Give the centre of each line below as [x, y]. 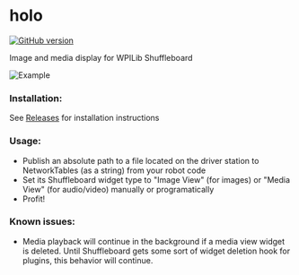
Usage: [26, 142]
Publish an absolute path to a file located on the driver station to [141, 160]
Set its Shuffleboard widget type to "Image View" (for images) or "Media [156, 179]
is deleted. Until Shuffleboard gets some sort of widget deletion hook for [156, 251]
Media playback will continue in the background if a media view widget [154, 241]
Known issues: [43, 222]
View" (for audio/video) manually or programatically [118, 189]
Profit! [34, 199]
